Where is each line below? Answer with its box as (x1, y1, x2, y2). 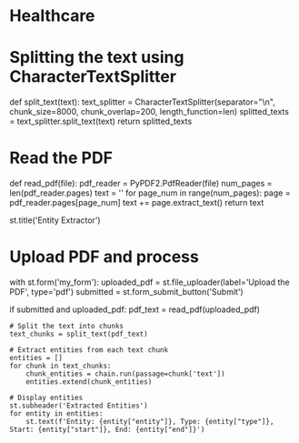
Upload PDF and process (9, 247, 200, 267)
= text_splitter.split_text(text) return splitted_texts (9, 116, 193, 127)
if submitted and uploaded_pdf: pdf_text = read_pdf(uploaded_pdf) (9, 304, 261, 315)
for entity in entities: (9, 409, 104, 418)
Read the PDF (9, 147, 114, 168)
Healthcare (9, 5, 95, 26)
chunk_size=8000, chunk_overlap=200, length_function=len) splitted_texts (9, 106, 289, 117)
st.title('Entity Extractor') (9, 215, 102, 226)
